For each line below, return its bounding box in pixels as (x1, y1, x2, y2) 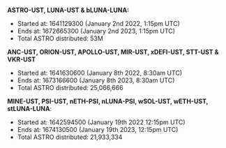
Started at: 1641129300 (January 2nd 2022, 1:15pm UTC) (17, 20, 180, 27)
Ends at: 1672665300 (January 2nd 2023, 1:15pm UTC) (17, 27, 176, 35)
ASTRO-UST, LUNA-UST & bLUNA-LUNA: (7, 6, 130, 14)
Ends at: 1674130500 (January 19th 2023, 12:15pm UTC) (17, 126, 179, 133)
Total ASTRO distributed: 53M (17, 34, 103, 43)
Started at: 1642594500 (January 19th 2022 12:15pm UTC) (17, 118, 186, 126)
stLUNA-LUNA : (7, 105, 52, 112)
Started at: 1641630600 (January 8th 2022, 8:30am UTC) (17, 69, 183, 77)
